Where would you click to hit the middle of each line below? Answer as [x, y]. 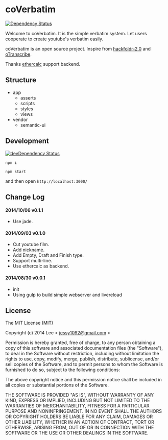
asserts [28, 97]
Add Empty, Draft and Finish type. [48, 255]
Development [27, 141]
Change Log [25, 197]
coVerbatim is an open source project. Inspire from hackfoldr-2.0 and [78, 48]
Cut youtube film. [31, 245]
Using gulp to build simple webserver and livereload [67, 295]
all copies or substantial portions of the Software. [57, 385]
